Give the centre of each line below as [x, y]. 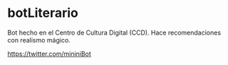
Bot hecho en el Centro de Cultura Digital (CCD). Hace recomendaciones [114, 32]
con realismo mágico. [39, 40]
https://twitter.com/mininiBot [49, 54]
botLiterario [43, 13]
